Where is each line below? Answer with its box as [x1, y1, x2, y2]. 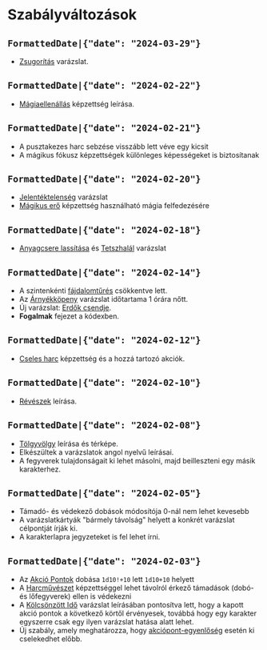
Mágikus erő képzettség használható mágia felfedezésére [18, 201, 209, 211]
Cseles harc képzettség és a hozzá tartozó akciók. [18, 354, 185, 363]
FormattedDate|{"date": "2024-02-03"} [7, 555, 201, 567]
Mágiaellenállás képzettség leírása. [18, 98, 135, 109]
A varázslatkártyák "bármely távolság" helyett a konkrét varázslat [18, 515, 235, 525]
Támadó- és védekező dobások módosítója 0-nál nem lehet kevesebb [18, 507, 249, 516]
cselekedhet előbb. [18, 634, 83, 644]
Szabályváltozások [7, 6, 137, 24]
